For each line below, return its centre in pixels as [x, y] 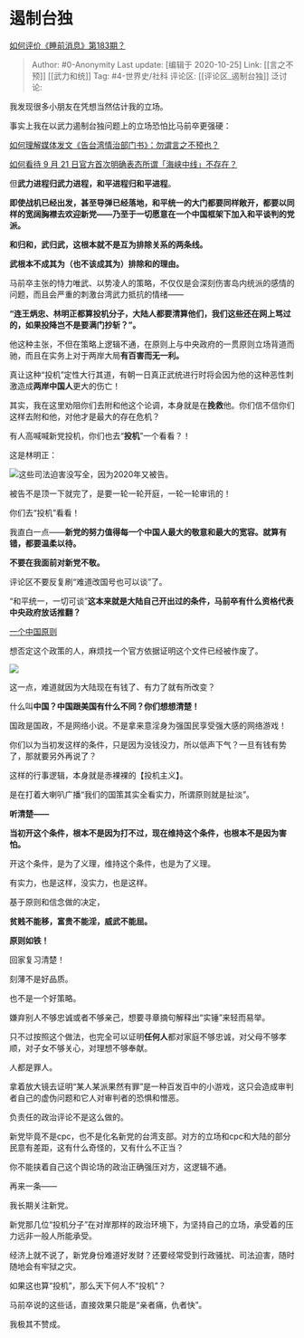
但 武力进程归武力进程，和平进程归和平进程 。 [93, 183]
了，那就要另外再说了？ [53, 756]
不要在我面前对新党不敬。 [57, 562]
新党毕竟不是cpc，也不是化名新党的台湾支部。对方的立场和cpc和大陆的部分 [150, 1136]
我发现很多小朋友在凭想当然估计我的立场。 [89, 106]
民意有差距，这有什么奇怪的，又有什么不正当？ [96, 1147]
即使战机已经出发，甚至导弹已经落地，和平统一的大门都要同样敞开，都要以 [148, 202]
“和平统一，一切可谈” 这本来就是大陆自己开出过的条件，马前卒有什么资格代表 [152, 601]
